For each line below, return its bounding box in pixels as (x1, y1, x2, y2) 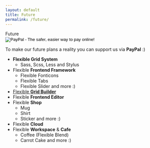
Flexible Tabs (20, 78, 48, 84)
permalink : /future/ (5, 17, 49, 22)
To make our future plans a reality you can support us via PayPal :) (5, 46, 145, 52)
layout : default (5, 7, 40, 13)
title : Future (5, 12, 36, 17)
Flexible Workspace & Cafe (12, 127, 71, 133)
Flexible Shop (12, 100, 42, 106)
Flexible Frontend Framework (12, 67, 76, 73)
